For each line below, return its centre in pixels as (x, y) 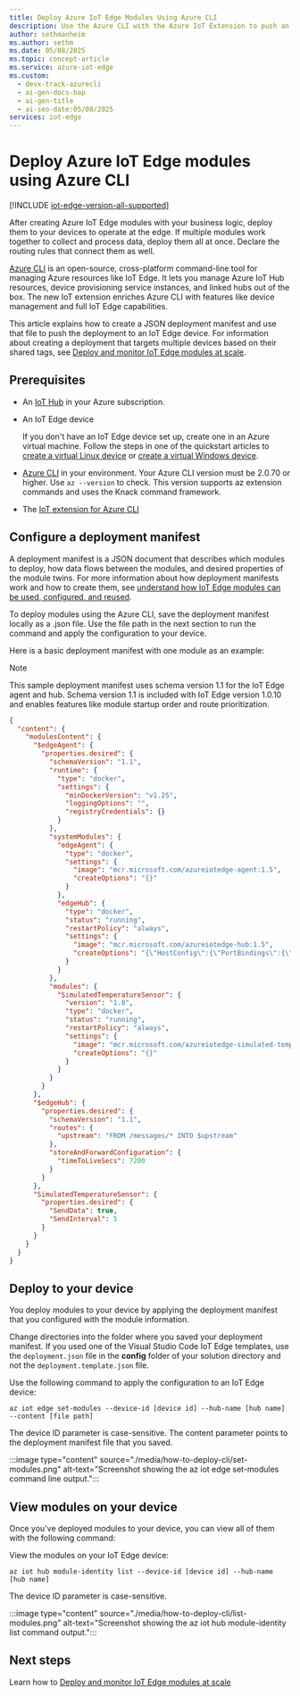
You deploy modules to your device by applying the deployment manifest (144, 1310)
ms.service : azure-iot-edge (62, 68)
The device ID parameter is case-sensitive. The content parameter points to (149, 1433)
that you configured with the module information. (99, 1320)
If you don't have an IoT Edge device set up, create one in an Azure (146, 436)
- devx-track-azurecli (59, 84)
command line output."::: (54, 1479)
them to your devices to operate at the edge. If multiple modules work (137, 232)
